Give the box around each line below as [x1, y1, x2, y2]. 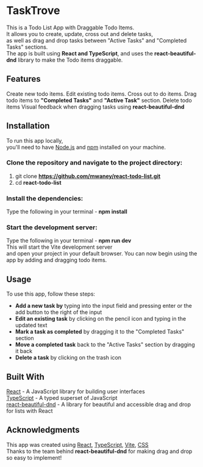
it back [15, 348, 32, 355]
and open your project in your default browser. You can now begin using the [6, 250, 198, 257]
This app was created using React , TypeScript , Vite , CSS [6, 441, 149, 448]
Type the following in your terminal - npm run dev [6, 237, 132, 244]
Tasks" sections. [6, 43, 48, 51]
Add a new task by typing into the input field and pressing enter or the [15, 302, 192, 310]
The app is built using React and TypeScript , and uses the [6, 49, 154, 57]
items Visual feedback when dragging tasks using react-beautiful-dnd [6, 103, 185, 110]
